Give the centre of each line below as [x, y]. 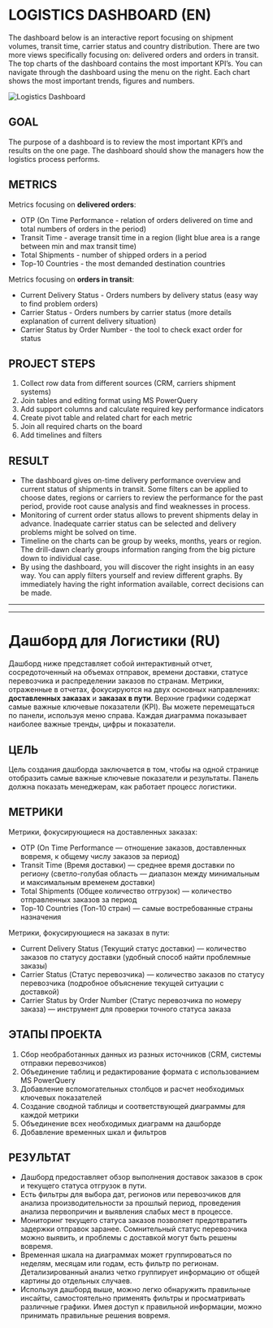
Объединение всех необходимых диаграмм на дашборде [121, 1123]
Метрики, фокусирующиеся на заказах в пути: [89, 932]
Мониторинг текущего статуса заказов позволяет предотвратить [134, 1221]
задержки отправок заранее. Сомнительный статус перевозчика [134, 1229]
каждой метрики [49, 1115]
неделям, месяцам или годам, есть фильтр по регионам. [119, 1264]
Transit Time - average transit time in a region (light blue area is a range [140, 237]
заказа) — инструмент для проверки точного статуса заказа [126, 1009]
